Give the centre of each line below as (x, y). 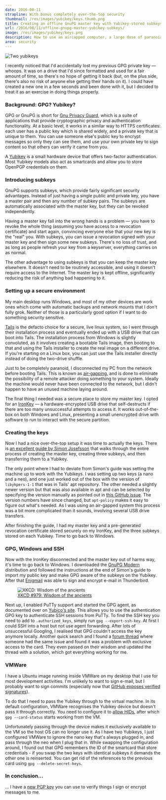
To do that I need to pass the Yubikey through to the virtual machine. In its (80, 701)
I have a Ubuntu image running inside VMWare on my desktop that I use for (82, 676)
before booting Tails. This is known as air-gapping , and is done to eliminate (82, 373)
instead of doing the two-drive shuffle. (44, 358)
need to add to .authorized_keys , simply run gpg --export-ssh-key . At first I (82, 621)
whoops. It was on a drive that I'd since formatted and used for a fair (75, 71)
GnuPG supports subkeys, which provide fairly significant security (72, 190)
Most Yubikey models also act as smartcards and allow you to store (74, 162)
